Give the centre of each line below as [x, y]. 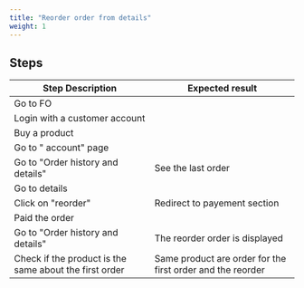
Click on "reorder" [52, 203]
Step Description [80, 89]
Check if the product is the [70, 259]
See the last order [192, 168]
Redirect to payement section [217, 203]
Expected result [222, 89]
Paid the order [44, 218]
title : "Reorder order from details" [81, 18]
